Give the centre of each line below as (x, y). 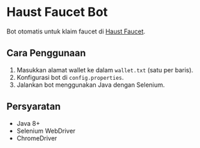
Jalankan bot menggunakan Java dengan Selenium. (91, 85)
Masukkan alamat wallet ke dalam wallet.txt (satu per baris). (105, 69)
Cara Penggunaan (46, 53)
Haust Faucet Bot (57, 12)
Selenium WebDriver (46, 131)
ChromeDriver (37, 138)
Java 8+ (28, 123)
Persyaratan (34, 107)
